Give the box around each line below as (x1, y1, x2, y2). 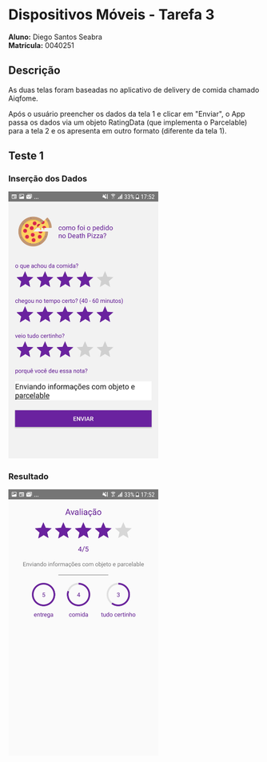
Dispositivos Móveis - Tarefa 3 (8, 6, 215, 24)
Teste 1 (8, 150, 44, 163)
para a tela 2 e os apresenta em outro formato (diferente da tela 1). (8, 126, 227, 135)
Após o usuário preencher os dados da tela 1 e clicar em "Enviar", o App (8, 109, 245, 118)
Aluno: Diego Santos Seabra (8, 32, 102, 42)
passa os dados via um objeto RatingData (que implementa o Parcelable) (8, 118, 248, 127)
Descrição (8, 64, 61, 78)
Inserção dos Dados (8, 174, 88, 185)
